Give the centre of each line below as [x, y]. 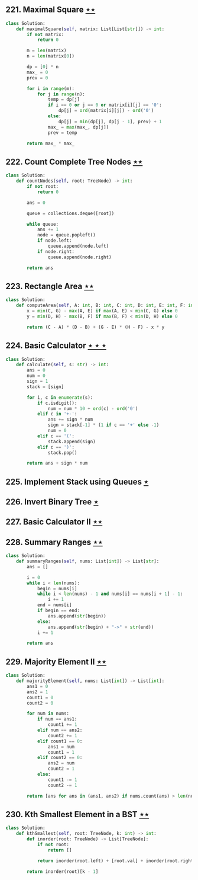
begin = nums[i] [57, 588]
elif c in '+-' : [57, 414]
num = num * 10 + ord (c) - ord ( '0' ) [93, 408]
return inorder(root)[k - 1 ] [63, 871]
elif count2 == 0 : [60, 758]
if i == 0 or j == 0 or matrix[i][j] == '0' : [105, 105]
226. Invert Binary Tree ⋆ [52, 502]
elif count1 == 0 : [60, 741]
